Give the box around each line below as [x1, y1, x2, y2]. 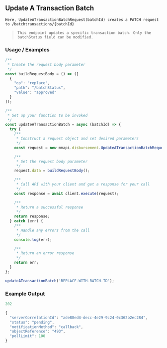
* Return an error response [16, 251, 75, 256]
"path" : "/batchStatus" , [14, 85, 66, 90]
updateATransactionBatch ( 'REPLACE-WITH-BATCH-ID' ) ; [5, 278, 114, 283]
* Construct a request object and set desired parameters [16, 136, 139, 141]
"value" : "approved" [14, 90, 57, 95]
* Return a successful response [16, 204, 83, 210]
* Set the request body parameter [16, 159, 88, 164]
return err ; [14, 260, 39, 265]
